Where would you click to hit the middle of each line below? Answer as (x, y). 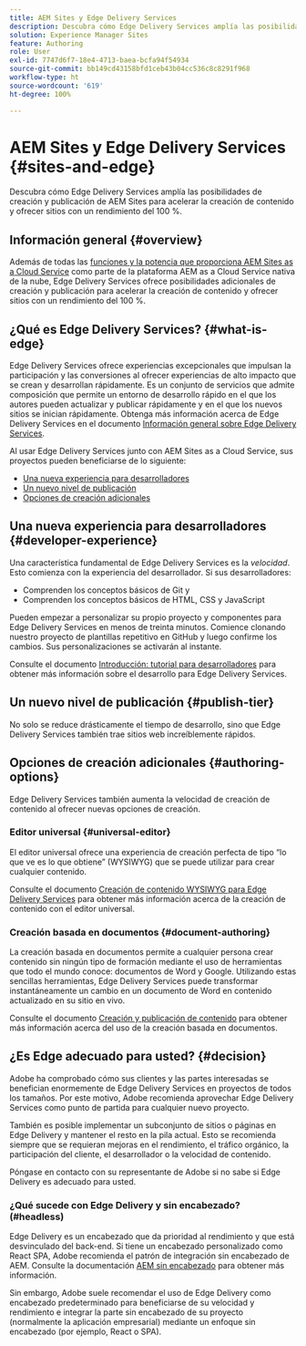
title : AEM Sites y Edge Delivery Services (93, 18)
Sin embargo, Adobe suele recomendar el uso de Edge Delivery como (140, 1293)
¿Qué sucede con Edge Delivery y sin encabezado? (125, 1205)
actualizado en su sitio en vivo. (67, 1000)
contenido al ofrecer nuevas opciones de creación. (105, 809)
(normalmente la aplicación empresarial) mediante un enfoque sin (133, 1322)
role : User (30, 52)
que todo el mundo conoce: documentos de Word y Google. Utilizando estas (153, 971)
